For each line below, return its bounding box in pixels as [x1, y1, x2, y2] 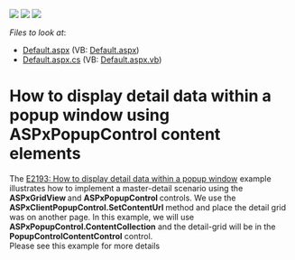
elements [9, 144, 81, 164]
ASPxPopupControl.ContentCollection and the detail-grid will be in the [9, 221, 277, 232]
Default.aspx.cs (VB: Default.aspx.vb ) [22, 54, 162, 65]
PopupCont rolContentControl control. [9, 230, 153, 241]
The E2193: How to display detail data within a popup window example [9, 172, 272, 184]
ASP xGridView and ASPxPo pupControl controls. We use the [9, 192, 236, 203]
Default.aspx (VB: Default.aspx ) [22, 45, 140, 55]
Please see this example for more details [9, 240, 161, 251]
